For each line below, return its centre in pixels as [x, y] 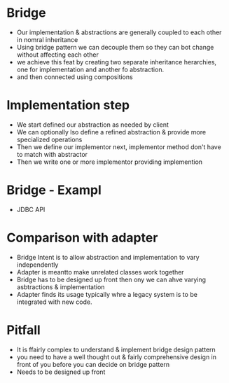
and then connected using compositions [75, 77]
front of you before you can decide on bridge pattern [93, 364]
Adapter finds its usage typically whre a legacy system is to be [107, 294]
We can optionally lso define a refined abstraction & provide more [111, 132]
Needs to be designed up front [61, 372]
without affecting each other [57, 55]
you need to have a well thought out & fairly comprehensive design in [117, 357]
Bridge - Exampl [54, 190]
